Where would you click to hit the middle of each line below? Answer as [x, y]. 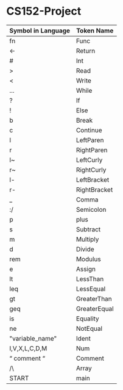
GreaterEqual [95, 308]
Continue [89, 130]
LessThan [90, 279]
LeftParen [90, 140]
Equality [87, 319]
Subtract [88, 229]
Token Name [95, 31]
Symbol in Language [40, 31]
